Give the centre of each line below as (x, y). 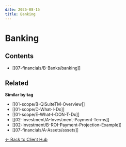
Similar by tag (19, 95)
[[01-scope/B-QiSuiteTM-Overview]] (48, 104)
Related (17, 83)
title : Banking (20, 14)
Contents (19, 56)
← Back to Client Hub (26, 140)
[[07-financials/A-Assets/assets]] (45, 130)
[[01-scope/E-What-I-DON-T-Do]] (46, 114)
